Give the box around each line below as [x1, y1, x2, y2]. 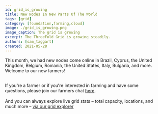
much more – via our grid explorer [5, 103, 74, 109]
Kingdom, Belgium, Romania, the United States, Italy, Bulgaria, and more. [5, 62, 152, 68]
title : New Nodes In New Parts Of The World [5, 12, 98, 17]
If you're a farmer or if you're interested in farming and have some [5, 82, 139, 88]
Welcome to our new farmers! [5, 67, 65, 74]
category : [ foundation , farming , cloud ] [5, 21, 84, 26]
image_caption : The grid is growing [5, 30, 80, 35]
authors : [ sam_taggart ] [5, 39, 54, 44]
